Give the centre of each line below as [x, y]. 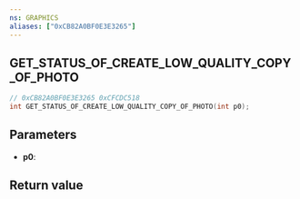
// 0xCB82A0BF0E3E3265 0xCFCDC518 [75, 98]
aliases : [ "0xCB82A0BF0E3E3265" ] [73, 26]
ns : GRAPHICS [34, 18]
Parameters [43, 135]
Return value [46, 186]
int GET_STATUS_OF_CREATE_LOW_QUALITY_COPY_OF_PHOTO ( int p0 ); [130, 107]
